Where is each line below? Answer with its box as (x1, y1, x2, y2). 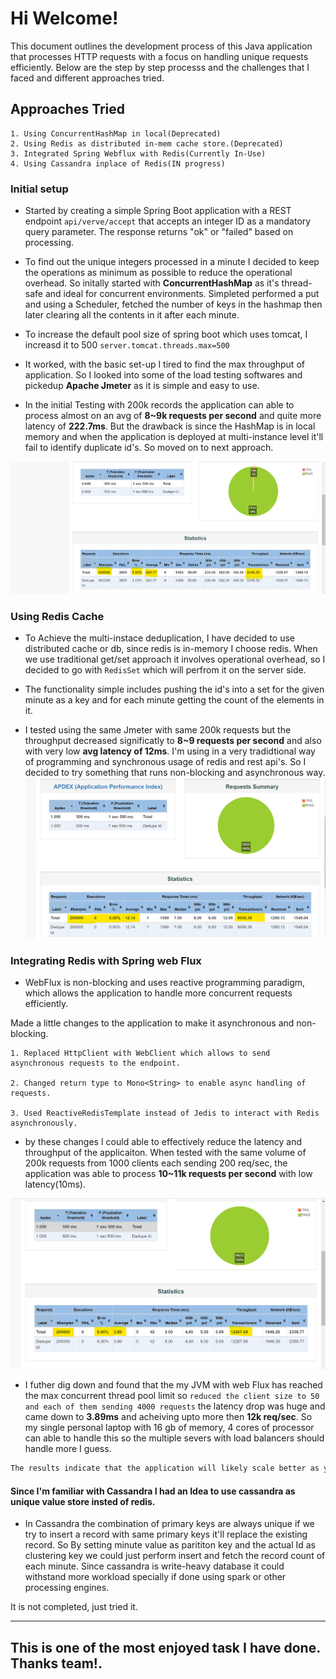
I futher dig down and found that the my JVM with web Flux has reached (24, 1379, 323, 1391)
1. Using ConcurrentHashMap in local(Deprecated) (10, 128, 222, 139)
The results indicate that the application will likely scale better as (10, 1463, 320, 1474)
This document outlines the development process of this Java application (10, 40, 313, 52)
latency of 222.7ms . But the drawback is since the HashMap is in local (24, 420, 316, 432)
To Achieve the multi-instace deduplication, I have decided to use (24, 632, 295, 644)
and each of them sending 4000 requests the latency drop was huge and (24, 1400, 326, 1412)
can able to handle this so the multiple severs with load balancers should (24, 1432, 325, 1444)
